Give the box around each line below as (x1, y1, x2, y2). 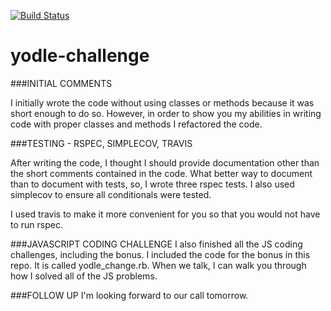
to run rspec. (10, 218, 63, 230)
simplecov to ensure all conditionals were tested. (10, 188, 212, 200)
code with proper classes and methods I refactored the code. (10, 118, 263, 130)
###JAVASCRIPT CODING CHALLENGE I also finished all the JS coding (10, 238, 303, 250)
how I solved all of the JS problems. (10, 270, 158, 282)
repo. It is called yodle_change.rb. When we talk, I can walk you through (10, 259, 307, 271)
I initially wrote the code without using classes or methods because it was (10, 96, 315, 109)
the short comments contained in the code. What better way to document (10, 167, 313, 179)
